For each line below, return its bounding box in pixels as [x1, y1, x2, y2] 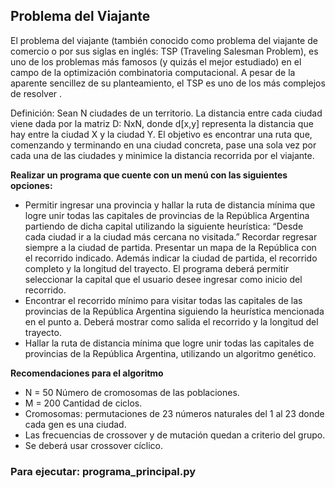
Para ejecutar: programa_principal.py [10, 464, 197, 478]
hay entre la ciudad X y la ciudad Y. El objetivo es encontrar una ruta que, [10, 128, 313, 140]
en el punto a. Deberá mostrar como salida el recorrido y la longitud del [24, 315, 319, 328]
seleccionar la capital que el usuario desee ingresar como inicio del [24, 273, 303, 285]
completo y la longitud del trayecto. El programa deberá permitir [24, 262, 290, 274]
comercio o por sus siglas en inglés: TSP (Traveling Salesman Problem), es [10, 45, 319, 57]
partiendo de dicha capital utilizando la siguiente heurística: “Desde [24, 220, 304, 232]
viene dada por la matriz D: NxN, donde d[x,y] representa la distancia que [10, 117, 314, 129]
